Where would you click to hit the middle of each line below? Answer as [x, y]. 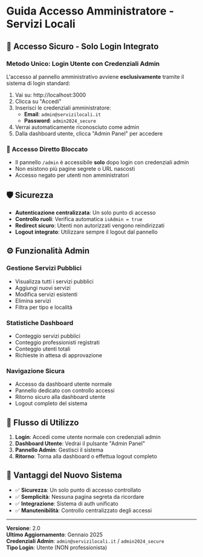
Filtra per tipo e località [43, 307]
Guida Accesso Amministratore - [90, 11]
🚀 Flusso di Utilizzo [43, 422]
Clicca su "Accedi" [38, 101]
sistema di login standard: [38, 83]
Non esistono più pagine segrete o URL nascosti [75, 169]
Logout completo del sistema [51, 403]
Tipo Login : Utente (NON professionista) [57, 547]
